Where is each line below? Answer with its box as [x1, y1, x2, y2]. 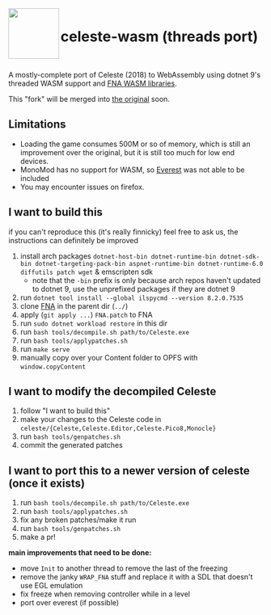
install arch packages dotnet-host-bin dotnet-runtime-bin [19, 251, 217, 261]
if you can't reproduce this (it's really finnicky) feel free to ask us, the [8, 226, 239, 237]
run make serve [19, 343, 70, 354]
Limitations [8, 117, 66, 132]
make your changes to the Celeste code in [19, 415, 162, 424]
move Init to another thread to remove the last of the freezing [19, 563, 228, 573]
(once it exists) [8, 476, 85, 490]
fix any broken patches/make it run [19, 515, 137, 524]
